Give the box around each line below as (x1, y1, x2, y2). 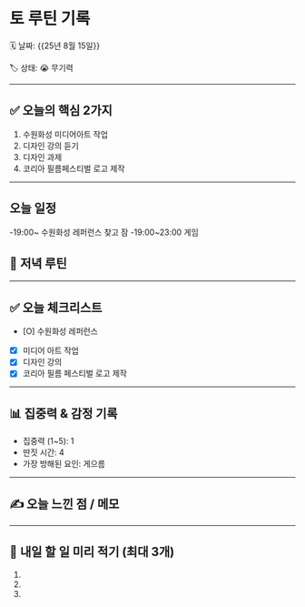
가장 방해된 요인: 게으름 (22, 459, 106, 470)
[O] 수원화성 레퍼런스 (22, 326, 98, 337)
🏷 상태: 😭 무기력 (9, 62, 74, 73)
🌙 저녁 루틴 (9, 256, 68, 271)
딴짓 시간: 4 (22, 447, 65, 458)
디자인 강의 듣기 (22, 140, 79, 151)
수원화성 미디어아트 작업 (22, 128, 109, 139)
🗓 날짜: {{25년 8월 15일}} (9, 40, 101, 51)
